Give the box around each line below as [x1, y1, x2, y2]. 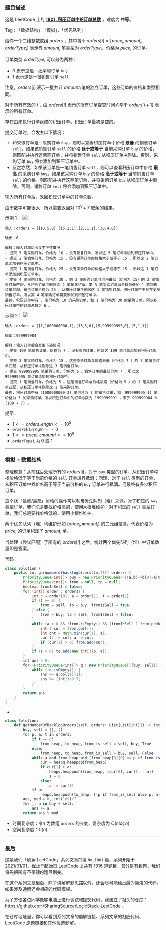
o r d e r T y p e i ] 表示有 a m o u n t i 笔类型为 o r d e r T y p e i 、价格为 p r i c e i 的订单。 [5, 45, 150, 52]
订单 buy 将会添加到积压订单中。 [16, 158, 83, 164]
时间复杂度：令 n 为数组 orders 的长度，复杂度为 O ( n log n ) [12, 820, 130, 826]
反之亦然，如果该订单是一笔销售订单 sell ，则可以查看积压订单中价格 [12, 165, 153, 171]
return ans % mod [23, 811, 58, 816]
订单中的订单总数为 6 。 [8, 303, 53, 308]
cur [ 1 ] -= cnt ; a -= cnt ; [40, 635, 94, 640]
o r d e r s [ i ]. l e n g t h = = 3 [12, 426, 58, 432]
